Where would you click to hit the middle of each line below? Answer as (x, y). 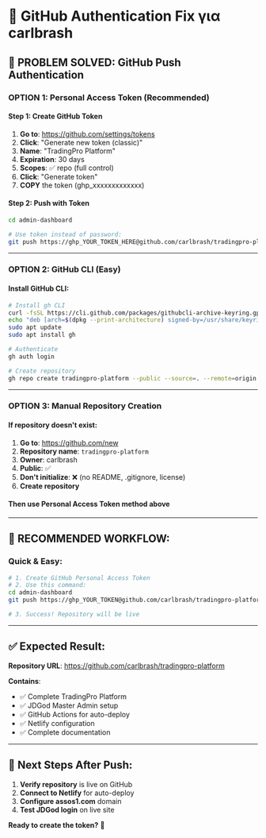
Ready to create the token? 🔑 (57, 824)
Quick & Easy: (36, 562)
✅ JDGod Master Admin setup (69, 705)
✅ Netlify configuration (57, 723)
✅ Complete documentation (65, 732)
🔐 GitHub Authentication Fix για (114, 16)
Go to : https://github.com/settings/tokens (87, 133)
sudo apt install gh (42, 335)
